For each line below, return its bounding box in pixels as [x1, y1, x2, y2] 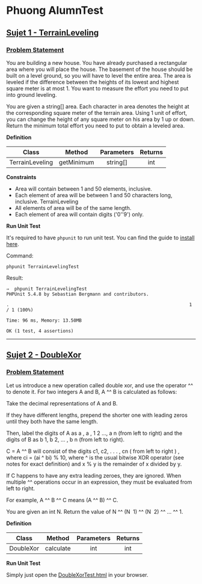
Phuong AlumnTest [6, 4, 103, 17]
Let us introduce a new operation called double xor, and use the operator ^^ [6, 381, 194, 389]
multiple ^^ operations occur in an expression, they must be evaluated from [6, 478, 192, 485]
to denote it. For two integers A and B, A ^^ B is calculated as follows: [6, 388, 177, 395]
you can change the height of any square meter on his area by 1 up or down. [6, 115, 195, 123]
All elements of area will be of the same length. [14, 204, 132, 211]
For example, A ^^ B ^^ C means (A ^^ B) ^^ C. [6, 496, 118, 503]
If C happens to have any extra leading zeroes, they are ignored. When [6, 472, 182, 479]
